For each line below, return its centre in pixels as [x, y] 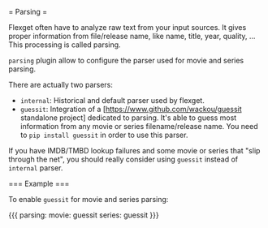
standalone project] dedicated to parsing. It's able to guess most [128, 118]
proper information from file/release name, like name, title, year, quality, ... [132, 36]
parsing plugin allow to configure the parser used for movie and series [126, 60]
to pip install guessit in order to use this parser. [104, 135]
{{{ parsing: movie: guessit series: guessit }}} [84, 215]
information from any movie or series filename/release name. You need [139, 126]
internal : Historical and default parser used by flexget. [112, 100]
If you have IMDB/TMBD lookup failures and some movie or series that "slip [134, 151]
